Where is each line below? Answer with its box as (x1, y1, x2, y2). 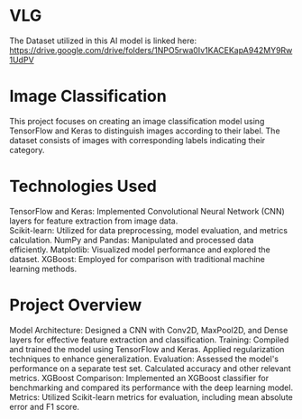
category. (9, 144, 45, 155)
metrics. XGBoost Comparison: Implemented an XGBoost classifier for (9, 372, 270, 383)
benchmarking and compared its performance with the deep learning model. (9, 382, 294, 393)
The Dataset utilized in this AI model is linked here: (9, 35, 197, 46)
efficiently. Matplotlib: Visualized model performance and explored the (9, 244, 270, 255)
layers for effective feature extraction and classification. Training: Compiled (9, 334, 289, 345)
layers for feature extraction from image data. (9, 215, 178, 226)
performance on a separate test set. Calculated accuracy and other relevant (9, 362, 291, 374)
